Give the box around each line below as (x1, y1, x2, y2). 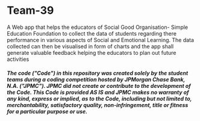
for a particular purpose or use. (7, 108, 88, 115)
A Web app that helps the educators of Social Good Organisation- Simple (7, 23, 189, 31)
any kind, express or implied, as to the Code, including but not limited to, (7, 95, 192, 102)
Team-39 (7, 4, 54, 17)
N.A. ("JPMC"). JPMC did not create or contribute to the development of (7, 82, 192, 89)
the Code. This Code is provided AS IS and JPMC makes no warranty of (7, 88, 189, 96)
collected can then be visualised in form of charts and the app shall (7, 43, 174, 50)
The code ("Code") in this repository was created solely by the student (7, 69, 189, 76)
